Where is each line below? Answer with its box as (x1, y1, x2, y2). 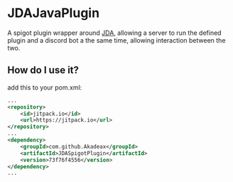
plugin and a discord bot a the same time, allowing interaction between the (7, 36, 226, 44)
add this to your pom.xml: (7, 83, 82, 92)
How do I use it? (7, 64, 80, 76)
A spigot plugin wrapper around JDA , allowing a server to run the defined (7, 28, 222, 37)
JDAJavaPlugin (7, 5, 100, 21)
